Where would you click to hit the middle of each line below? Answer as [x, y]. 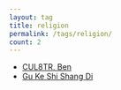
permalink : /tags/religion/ [61, 34]
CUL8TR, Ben [47, 67]
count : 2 [25, 42]
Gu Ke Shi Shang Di [57, 77]
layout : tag [31, 17]
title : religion [39, 26]
